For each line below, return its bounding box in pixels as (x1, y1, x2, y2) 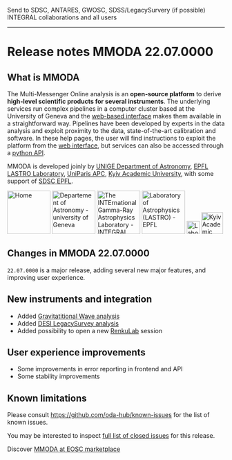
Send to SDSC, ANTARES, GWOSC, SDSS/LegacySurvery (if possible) (7, 6, 206, 14)
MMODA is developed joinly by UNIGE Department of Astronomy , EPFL (7, 162, 209, 170)
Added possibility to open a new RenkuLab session (17, 326, 163, 335)
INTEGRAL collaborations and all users (7, 13, 117, 21)
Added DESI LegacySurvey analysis (17, 319, 119, 328)
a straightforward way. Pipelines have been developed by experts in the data (7, 119, 225, 127)
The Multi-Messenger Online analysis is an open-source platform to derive (7, 90, 222, 98)
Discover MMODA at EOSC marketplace (7, 445, 121, 453)
